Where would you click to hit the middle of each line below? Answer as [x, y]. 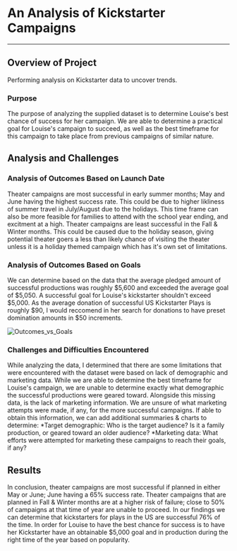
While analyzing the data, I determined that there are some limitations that [115, 365]
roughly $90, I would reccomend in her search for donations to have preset [116, 311]
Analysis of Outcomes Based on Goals [74, 265]
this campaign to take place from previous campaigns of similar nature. [110, 137]
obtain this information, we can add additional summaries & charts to [107, 418]
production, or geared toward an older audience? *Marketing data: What [113, 433]
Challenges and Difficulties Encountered [78, 349]
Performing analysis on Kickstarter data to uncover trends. [92, 80]
